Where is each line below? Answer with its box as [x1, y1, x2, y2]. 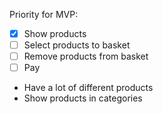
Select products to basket [23, 39, 131, 51]
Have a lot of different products [23, 82, 154, 94]
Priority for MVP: [9, 9, 79, 20]
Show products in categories [23, 92, 143, 104]
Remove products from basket [23, 50, 149, 63]
